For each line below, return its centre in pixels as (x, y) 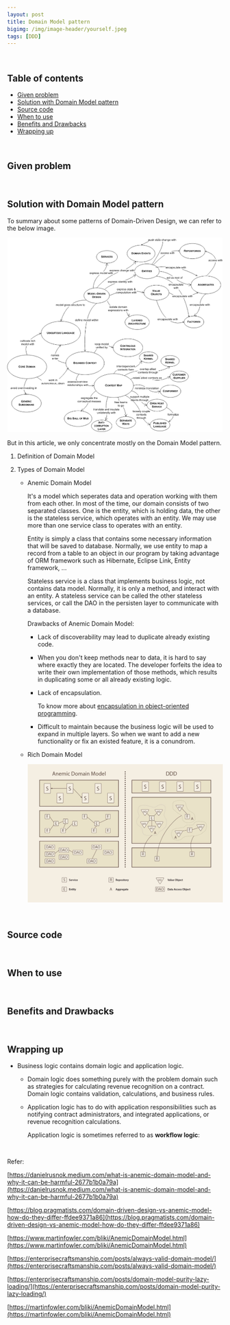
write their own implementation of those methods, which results (127, 672)
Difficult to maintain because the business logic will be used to (126, 726)
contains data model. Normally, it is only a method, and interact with (123, 588)
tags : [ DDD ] (24, 36)
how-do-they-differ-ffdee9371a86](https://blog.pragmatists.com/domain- (111, 1218)
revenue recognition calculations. (74, 1122)
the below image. (31, 228)
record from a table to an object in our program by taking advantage (123, 553)
